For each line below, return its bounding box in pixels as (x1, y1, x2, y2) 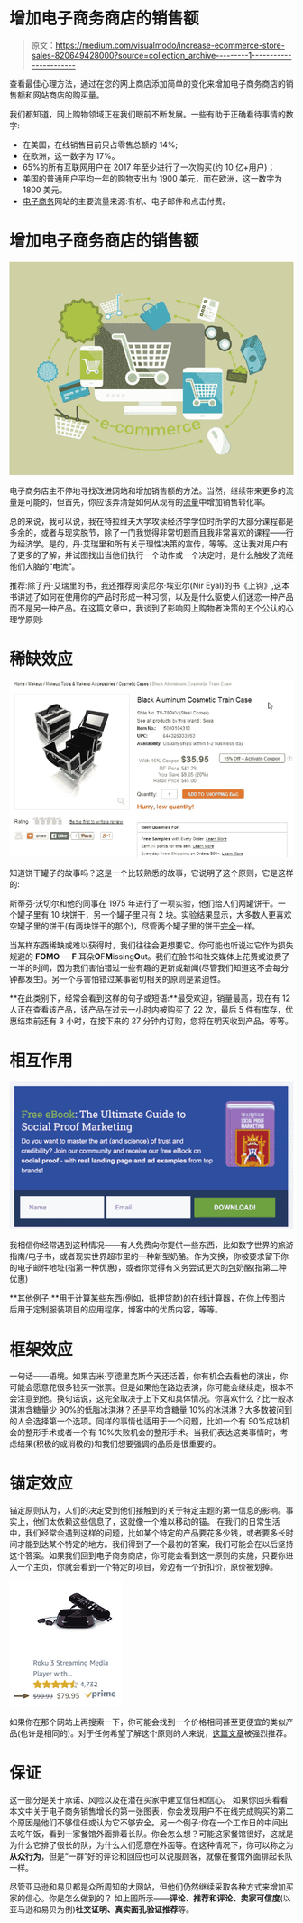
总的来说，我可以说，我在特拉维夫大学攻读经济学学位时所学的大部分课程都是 (9, 516, 294, 527)
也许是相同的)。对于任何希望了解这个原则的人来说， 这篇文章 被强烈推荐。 (20, 1728, 292, 1739)
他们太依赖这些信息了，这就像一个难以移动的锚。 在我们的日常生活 (32, 1517, 280, 1527)
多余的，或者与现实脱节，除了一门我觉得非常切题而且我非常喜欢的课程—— (9, 527, 286, 537)
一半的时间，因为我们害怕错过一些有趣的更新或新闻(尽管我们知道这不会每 (9, 963, 281, 974)
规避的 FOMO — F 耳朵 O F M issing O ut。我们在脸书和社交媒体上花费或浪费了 (9, 951, 290, 962)
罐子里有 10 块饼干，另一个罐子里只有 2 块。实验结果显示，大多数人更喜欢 (16, 910, 292, 920)
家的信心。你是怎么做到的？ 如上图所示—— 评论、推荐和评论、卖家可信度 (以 (9, 1893, 291, 1904)
